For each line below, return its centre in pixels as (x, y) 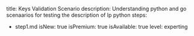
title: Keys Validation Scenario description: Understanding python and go (96, 9)
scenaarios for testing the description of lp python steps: (77, 15)
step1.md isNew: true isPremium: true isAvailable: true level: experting (101, 27)
